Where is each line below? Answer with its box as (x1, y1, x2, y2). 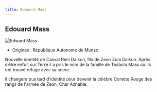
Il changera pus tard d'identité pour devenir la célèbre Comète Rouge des (5, 76, 152, 82)
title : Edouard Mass (5, 7, 47, 12)
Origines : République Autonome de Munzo (12, 47, 99, 53)
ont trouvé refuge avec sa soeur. (5, 67, 70, 73)
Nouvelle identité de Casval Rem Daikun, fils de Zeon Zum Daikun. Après (5, 57, 151, 62)
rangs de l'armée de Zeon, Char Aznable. (5, 81, 87, 87)
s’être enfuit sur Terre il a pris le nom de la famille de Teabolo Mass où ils (5, 61, 151, 68)
